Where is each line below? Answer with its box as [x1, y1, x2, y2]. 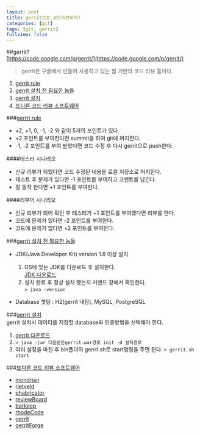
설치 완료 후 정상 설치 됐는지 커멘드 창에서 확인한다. [24, 279, 146, 286]
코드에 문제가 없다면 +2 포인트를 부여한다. [15, 225, 115, 232]
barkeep [15, 402, 37, 409]
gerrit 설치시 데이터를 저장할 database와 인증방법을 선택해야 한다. [6, 318, 163, 326]
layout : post [6, 9, 40, 15]
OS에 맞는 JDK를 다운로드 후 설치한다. [24, 264, 116, 271]
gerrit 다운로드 [15, 332, 51, 339]
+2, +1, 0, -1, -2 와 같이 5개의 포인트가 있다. [15, 127, 120, 134]
